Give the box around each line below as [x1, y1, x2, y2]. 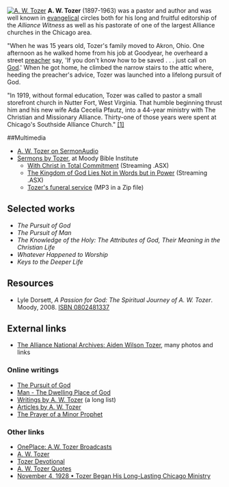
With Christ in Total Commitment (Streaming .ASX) [27, 162, 170, 169]
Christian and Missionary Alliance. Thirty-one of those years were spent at [7, 113, 217, 121]
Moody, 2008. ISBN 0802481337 [16, 303, 110, 311]
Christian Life [16, 243, 55, 251]
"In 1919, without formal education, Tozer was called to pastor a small [7, 91, 202, 99]
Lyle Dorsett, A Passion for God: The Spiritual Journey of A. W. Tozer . [16, 295, 213, 304]
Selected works [7, 203, 75, 215]
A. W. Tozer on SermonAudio [16, 147, 99, 155]
